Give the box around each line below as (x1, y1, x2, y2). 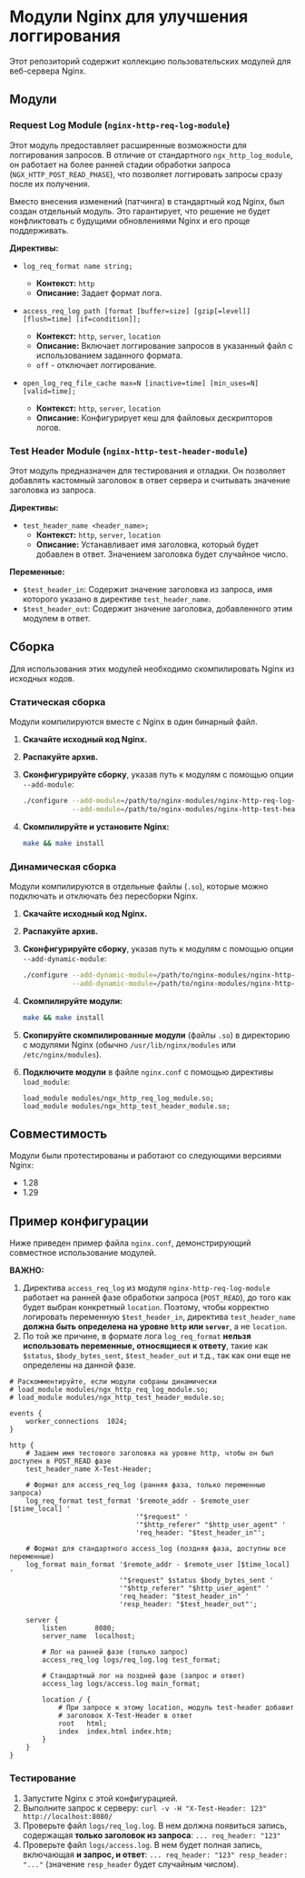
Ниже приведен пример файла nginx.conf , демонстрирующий (9, 1237, 251, 1248)
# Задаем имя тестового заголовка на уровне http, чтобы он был (25, 1449, 274, 1458)
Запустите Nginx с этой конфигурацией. (22, 1793, 179, 1803)
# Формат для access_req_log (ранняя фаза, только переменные (25, 1481, 266, 1490)
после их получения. (9, 178, 91, 189)
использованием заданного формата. (35, 350, 183, 361)
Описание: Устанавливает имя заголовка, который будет (35, 539, 260, 550)
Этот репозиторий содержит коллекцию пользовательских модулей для (9, 55, 291, 66)
